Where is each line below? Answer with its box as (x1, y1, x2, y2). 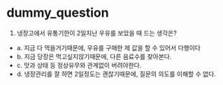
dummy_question (6, 5, 109, 21)
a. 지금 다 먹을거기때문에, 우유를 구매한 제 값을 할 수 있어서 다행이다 (16, 43, 201, 52)
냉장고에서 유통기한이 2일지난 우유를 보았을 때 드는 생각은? (16, 29, 178, 37)
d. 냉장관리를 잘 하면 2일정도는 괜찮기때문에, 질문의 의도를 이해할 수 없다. (16, 70, 216, 78)
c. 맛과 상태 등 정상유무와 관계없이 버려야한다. (16, 61, 142, 69)
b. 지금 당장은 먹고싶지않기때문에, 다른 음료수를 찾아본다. (16, 52, 172, 61)
